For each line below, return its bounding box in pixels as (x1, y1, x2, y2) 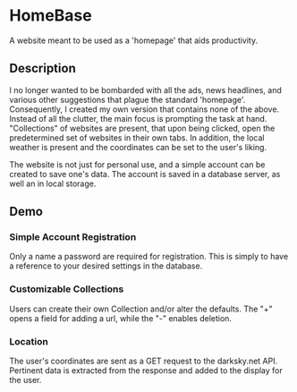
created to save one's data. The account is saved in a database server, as (9, 168, 281, 179)
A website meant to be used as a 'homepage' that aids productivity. (9, 35, 259, 46)
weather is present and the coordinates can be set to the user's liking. (9, 141, 267, 152)
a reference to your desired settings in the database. (9, 260, 203, 271)
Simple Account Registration (9, 231, 137, 243)
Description (9, 61, 76, 76)
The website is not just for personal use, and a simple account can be (9, 158, 266, 170)
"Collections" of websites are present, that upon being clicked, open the (9, 123, 276, 133)
